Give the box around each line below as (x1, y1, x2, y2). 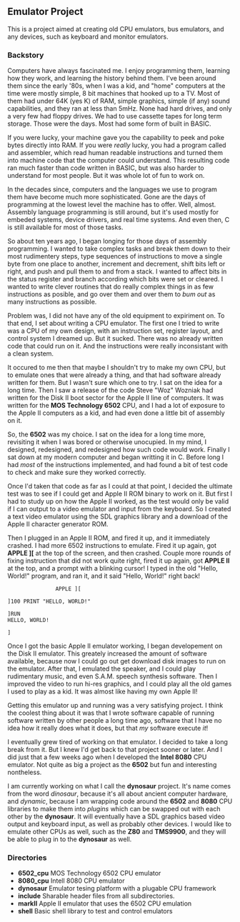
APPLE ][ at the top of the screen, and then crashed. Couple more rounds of (7, 549, 231, 558)
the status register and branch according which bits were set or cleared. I (7, 275, 224, 284)
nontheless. (7, 768, 42, 777)
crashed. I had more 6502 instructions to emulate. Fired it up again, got (7, 541, 216, 550)
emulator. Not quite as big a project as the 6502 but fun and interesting (7, 761, 217, 769)
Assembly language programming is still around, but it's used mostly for (7, 208, 219, 216)
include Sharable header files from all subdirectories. (17, 892, 175, 901)
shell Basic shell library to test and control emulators (17, 907, 173, 916)
